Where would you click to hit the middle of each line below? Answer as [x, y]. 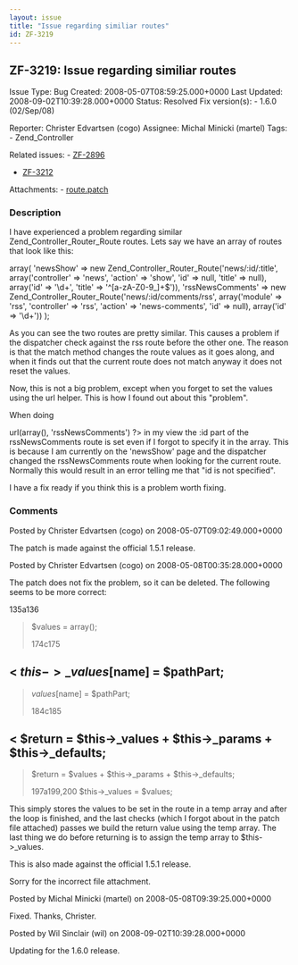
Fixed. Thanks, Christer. [53, 916]
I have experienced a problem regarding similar [96, 232]
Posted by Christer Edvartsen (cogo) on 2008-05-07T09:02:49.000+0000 [146, 530]
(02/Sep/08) [32, 111]
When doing [32, 415]
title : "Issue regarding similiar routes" [89, 26]
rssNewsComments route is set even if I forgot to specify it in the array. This [149, 442]
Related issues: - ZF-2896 [57, 155]
